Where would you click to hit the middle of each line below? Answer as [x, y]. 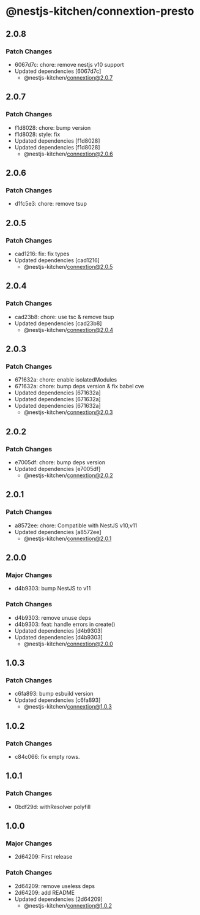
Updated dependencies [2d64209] [59, 899]
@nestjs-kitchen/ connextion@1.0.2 [68, 905]
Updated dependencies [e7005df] [57, 469]
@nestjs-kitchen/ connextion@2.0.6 [69, 154]
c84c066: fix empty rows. [47, 757]
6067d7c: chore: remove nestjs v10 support [69, 64]
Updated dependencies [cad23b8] [58, 323]
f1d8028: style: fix [37, 134]
